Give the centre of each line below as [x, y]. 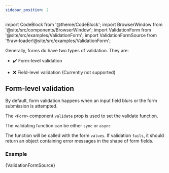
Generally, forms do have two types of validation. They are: [67, 50]
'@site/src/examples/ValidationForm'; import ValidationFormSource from [81, 35]
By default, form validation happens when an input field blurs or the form [81, 101]
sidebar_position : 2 [27, 10]
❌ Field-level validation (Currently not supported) [64, 72]
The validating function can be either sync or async [58, 126]
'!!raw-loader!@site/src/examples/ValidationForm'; [58, 41]
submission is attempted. [31, 106]
